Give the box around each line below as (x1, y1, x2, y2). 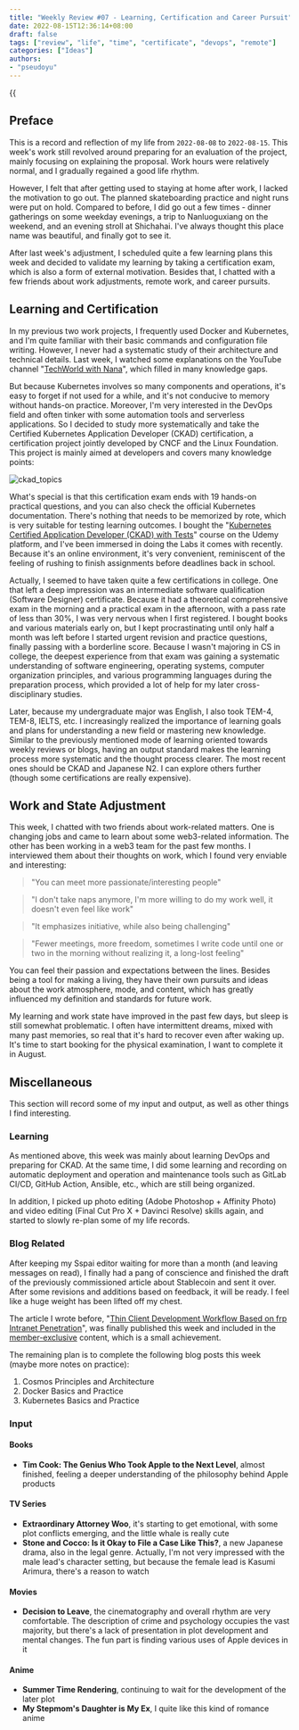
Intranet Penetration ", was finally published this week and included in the (9, 1322, 276, 1333)
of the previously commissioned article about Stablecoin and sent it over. (9, 1277, 277, 1287)
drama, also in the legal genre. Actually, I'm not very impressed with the (21, 1547, 286, 1558)
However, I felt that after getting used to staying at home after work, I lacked (9, 182, 288, 193)
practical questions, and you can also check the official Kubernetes (9, 501, 256, 512)
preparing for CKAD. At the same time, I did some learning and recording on (9, 1160, 287, 1170)
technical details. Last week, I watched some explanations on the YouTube (9, 353, 282, 364)
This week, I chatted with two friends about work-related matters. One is (9, 822, 275, 833)
